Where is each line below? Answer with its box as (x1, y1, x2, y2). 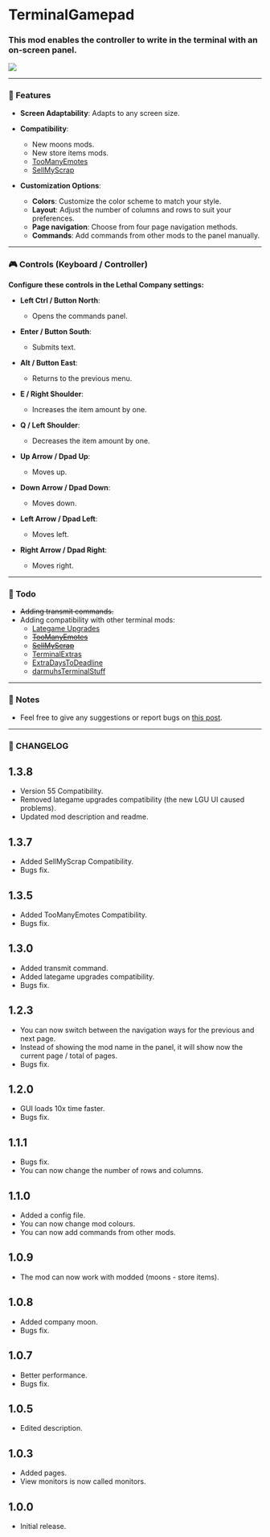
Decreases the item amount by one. (31, 436, 150, 446)
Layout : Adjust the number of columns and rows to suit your (31, 205, 231, 214)
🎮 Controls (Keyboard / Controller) (8, 258, 149, 270)
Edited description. (19, 1423, 83, 1433)
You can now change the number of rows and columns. (19, 1166, 203, 1175)
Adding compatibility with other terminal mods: (19, 615, 175, 625)
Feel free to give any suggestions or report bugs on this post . (19, 713, 223, 722)
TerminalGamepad (8, 6, 135, 24)
